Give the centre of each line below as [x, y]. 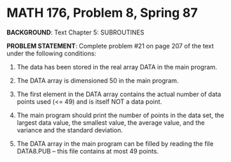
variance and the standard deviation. [70, 130]
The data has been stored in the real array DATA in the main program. [117, 67]
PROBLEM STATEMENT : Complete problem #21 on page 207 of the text [110, 46]
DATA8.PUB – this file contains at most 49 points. [88, 151]
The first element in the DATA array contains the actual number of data [119, 94]
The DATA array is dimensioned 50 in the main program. [98, 80]
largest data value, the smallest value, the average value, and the [111, 122]
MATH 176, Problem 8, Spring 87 [102, 13]
